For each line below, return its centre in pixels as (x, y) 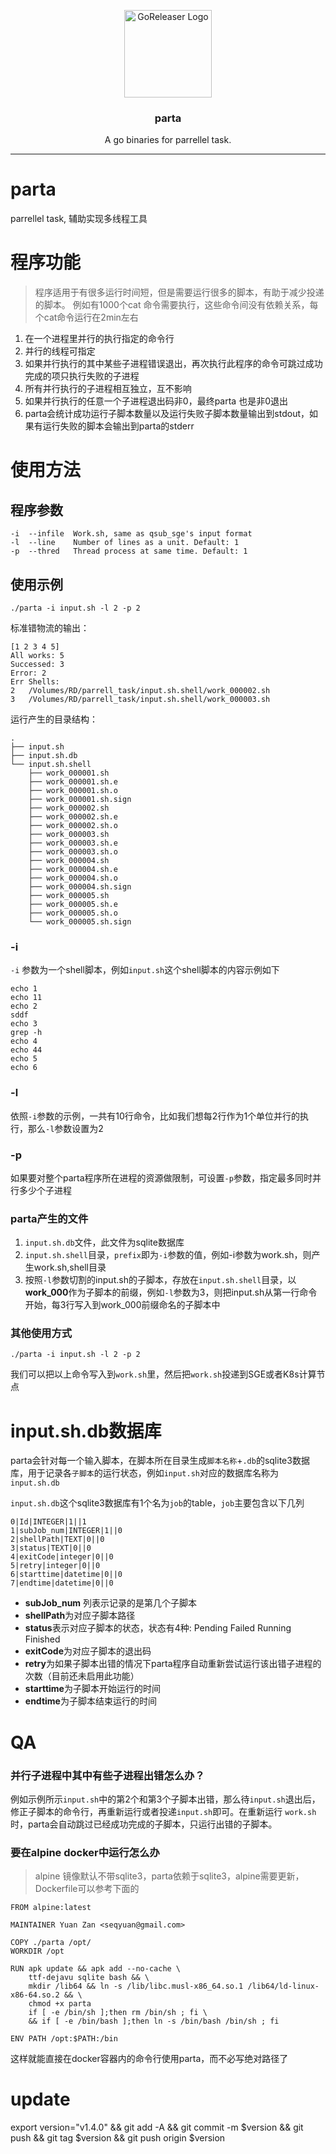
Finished (42, 1639)
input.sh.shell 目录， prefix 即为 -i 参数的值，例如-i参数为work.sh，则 (168, 1255)
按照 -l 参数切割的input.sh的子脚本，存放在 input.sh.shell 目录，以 (160, 1280)
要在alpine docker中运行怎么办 (85, 1852)
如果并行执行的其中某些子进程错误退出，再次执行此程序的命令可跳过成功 (173, 364)
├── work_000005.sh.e (73, 904)
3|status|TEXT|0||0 (51, 1548)
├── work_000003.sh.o (73, 851)
